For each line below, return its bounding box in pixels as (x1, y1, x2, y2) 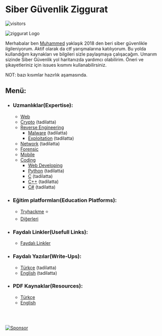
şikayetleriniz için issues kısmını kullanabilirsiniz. (5, 62, 107, 68)
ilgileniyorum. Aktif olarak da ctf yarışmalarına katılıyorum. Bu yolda (5, 45, 146, 51)
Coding (20, 157, 36, 163)
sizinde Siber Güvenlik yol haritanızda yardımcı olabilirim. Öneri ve (5, 56, 144, 62)
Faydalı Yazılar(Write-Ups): (12, 253, 82, 260)
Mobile (20, 151, 35, 158)
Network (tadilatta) (20, 140, 60, 146)
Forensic (20, 146, 39, 152)
